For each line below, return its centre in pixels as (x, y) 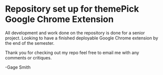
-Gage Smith (18, 67)
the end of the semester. (30, 43)
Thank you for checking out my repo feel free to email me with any (72, 53)
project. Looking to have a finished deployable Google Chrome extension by (81, 38)
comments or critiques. (28, 57)
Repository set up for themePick (72, 9)
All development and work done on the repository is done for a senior (75, 33)
